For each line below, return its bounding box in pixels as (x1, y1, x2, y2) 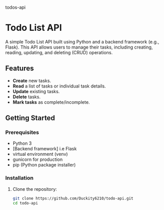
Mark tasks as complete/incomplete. (12, 99, 90, 105)
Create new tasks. (12, 77, 51, 83)
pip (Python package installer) (12, 162, 76, 168)
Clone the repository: (12, 186, 57, 192)
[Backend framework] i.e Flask (12, 146, 77, 152)
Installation (5, 175, 34, 182)
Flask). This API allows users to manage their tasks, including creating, (5, 44, 153, 50)
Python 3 (12, 140, 32, 146)
